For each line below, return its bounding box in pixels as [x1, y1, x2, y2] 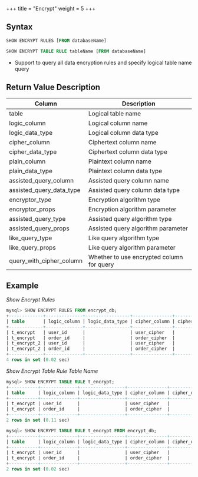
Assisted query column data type [88, 186, 180, 194]
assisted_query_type [9, 215, 66, 223]
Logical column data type [88, 129, 159, 137]
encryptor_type [9, 196, 52, 204]
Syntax [6, 22, 33, 32]
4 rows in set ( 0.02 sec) [6, 357, 70, 363]
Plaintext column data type [88, 167, 163, 175]
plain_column [9, 157, 46, 165]
